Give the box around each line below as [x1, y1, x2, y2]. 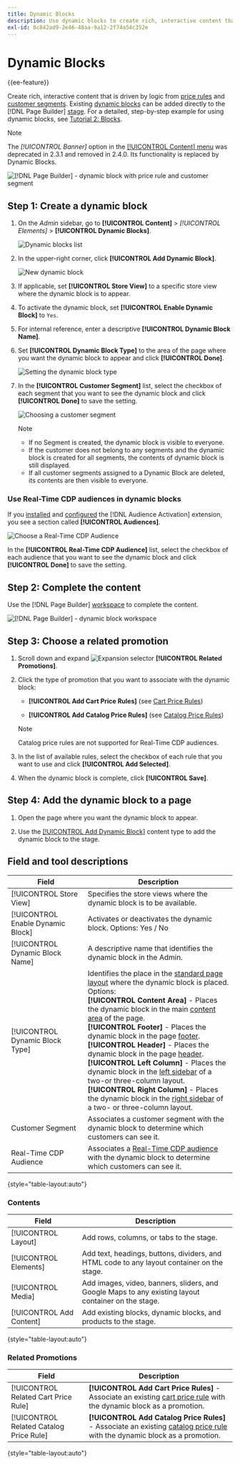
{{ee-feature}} [7, 78, 50, 86]
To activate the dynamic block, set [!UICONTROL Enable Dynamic [17, 303, 213, 312]
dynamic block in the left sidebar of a [87, 1067, 212, 1077]
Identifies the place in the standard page [87, 968, 224, 978]
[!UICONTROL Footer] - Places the [87, 1022, 206, 1032]
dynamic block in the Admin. [87, 952, 184, 962]
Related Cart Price [11, 1392, 72, 1402]
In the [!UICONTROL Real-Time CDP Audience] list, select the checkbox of [7, 545, 229, 554]
